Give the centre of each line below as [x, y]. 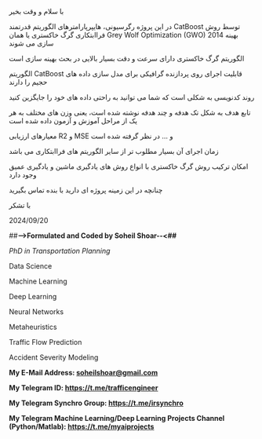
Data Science [31, 266]
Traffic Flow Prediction [45, 342]
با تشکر [20, 205]
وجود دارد [23, 175]
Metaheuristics [33, 327]
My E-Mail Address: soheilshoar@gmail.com [84, 373]
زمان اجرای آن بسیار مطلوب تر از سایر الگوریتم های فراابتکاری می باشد [114, 151]
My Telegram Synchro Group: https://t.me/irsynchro [96, 403]
